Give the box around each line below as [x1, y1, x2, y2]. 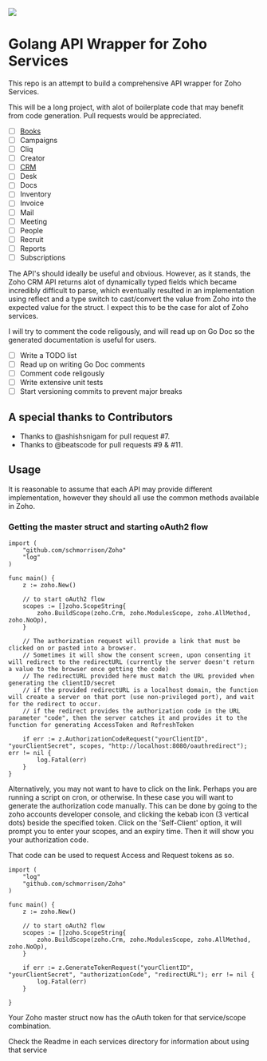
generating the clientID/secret [8, 679, 116, 687]
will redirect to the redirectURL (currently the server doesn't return [8, 658, 255, 666]
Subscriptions [19, 252, 66, 262]
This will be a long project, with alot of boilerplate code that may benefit [8, 102, 245, 112]
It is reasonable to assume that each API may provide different [8, 484, 213, 494]
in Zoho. [8, 501, 36, 511]
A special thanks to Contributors [8, 410, 173, 423]
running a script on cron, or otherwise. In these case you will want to [8, 793, 234, 802]
